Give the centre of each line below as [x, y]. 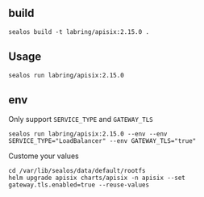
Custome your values [44, 156]
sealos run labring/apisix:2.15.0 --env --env [88, 134]
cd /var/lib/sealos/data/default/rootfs [77, 171]
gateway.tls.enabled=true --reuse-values [79, 185]
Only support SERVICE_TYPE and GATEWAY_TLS [81, 119]
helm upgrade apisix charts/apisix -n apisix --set [97, 178]
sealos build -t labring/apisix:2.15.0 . [79, 31]
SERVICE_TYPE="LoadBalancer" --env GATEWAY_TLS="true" [102, 141]
